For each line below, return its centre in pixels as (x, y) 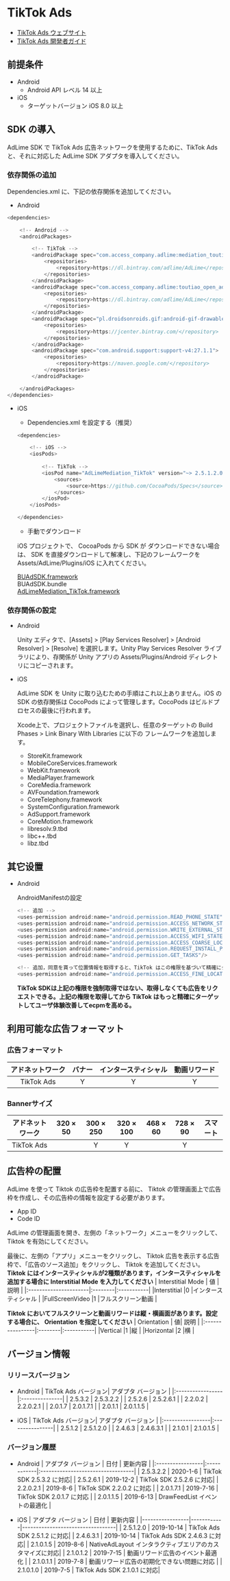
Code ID (28, 1218)
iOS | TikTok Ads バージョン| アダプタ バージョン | (88, 1421)
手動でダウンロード (54, 531)
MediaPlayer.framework (61, 778)
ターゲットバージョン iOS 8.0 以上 (75, 106)
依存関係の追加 (32, 175)
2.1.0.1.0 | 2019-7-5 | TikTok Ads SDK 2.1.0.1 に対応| (89, 1570)
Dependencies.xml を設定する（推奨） (81, 422)
